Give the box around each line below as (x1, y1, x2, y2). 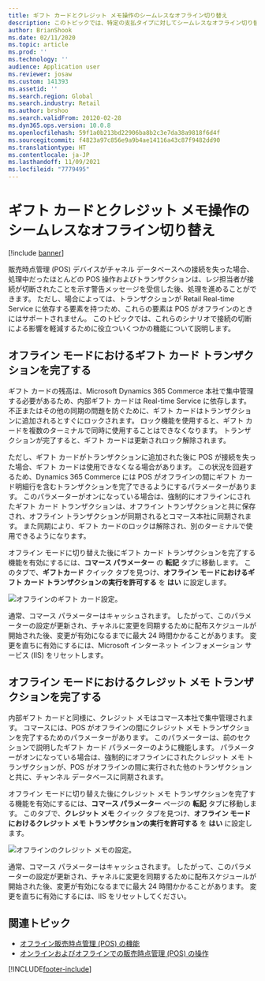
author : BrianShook (8, 26, 73, 34)
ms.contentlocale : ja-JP (8, 151, 90, 159)
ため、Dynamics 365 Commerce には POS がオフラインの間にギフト (14, 472, 237, 481)
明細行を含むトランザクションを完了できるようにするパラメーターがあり (14, 482, 250, 491)
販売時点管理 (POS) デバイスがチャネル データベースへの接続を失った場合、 (8, 264, 254, 274)
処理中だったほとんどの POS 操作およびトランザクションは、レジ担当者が (8, 274, 248, 284)
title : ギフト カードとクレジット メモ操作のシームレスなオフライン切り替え (8, 11, 228, 20)
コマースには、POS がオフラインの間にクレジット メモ (23, 722, 200, 732)
